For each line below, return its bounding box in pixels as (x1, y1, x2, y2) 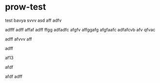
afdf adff (5, 73, 23, 79)
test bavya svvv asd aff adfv (5, 17, 62, 23)
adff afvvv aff (5, 36, 32, 42)
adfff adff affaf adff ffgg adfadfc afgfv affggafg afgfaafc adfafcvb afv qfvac (5, 27, 156, 32)
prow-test (5, 1, 46, 13)
